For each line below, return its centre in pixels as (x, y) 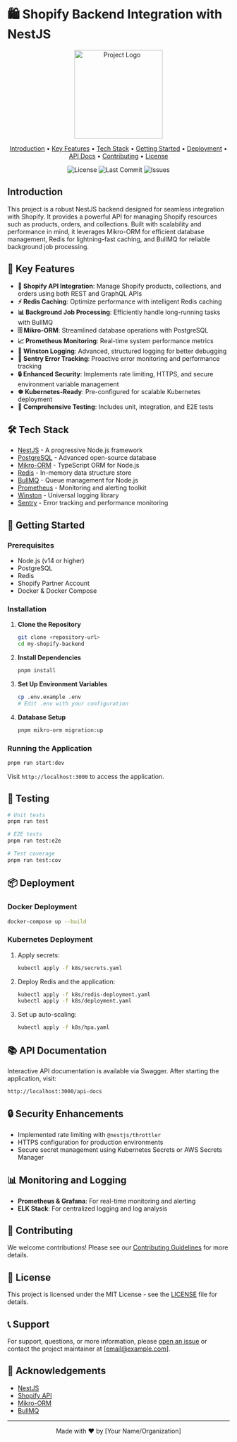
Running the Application (50, 748)
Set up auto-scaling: (47, 1015)
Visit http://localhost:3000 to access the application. (86, 776)
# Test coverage (31, 854)
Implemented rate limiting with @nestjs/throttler (89, 1134)
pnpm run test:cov (34, 860)
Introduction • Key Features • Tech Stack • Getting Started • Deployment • (119, 148)
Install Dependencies (49, 658)
